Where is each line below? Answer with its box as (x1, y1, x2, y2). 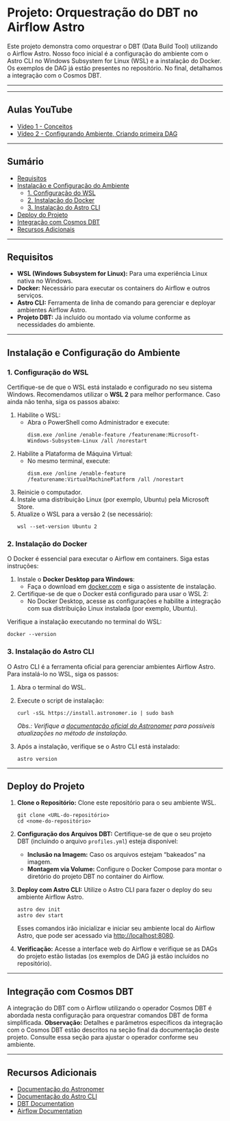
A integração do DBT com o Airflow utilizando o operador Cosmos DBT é (7, 1004, 212, 1013)
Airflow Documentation (16, 1107, 83, 1116)
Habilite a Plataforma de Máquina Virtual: (16, 449, 133, 458)
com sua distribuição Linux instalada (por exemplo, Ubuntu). (27, 604, 198, 613)
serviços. (16, 292, 43, 300)
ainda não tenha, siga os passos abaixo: (7, 398, 120, 406)
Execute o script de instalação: (16, 696, 105, 705)
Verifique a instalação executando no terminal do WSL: (7, 617, 162, 626)
